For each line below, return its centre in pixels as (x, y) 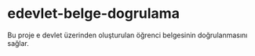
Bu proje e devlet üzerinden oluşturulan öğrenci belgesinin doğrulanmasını (127, 35)
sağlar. (18, 43)
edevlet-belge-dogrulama (93, 14)
